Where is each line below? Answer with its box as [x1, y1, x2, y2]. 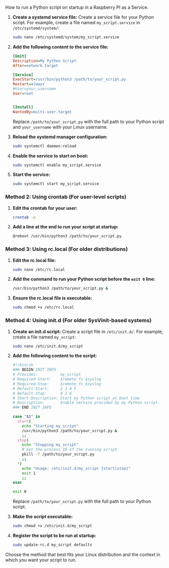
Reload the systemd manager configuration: [12, 134, 108, 140]
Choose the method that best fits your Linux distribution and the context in [5, 551, 160, 557]
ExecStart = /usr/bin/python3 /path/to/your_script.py [12, 77, 126, 82]
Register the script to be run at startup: [12, 533, 97, 539]
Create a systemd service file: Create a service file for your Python [12, 14, 154, 20]
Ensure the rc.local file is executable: [12, 295, 93, 301]
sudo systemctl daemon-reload [12, 143, 77, 148]
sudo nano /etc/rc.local [12, 267, 65, 272]
